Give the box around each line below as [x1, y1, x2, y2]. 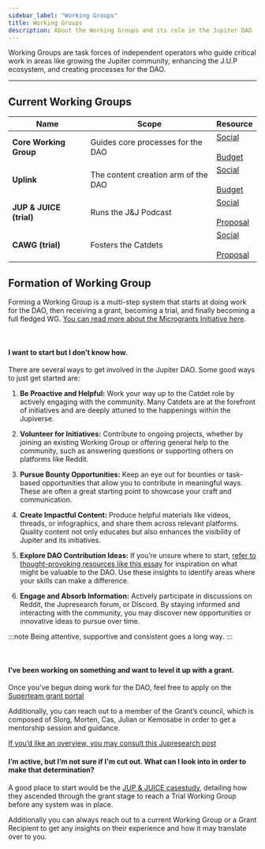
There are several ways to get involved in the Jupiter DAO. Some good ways [8, 365, 256, 375]
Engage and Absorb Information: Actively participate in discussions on [19, 591, 252, 601]
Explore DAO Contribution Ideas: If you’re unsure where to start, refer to [19, 551, 256, 560]
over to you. [8, 832, 47, 841]
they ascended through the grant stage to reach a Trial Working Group [8, 791, 237, 801]
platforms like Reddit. [19, 455, 89, 464]
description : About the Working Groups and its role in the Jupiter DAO [8, 26, 252, 34]
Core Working [12, 137, 65, 148]
